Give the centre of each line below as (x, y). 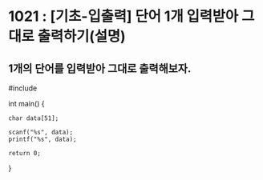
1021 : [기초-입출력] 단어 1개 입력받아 (123, 16)
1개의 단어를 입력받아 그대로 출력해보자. (100, 68)
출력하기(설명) (81, 36)
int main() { (27, 104)
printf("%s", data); (43, 139)
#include (23, 88)
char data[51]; (34, 118)
